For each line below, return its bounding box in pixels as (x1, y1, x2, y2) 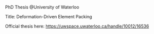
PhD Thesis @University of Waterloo (5, 4, 79, 10)
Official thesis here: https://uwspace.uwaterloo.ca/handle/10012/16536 (5, 23, 149, 29)
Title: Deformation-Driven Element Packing (5, 14, 92, 19)
